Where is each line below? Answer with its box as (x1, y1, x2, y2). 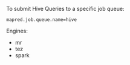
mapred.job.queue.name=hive (6, 17, 77, 23)
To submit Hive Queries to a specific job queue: (6, 5, 125, 12)
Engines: (6, 27, 28, 34)
